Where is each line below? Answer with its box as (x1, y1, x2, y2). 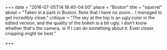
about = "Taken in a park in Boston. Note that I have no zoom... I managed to (5, 9, 162, 15)
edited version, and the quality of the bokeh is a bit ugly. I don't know (5, 20, 147, 26)
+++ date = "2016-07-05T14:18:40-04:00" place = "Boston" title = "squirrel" (5, 4, 163, 10)
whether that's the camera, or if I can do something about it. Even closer (5, 25, 154, 31)
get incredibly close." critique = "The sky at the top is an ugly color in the (5, 15, 155, 20)
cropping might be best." (5, 31, 56, 36)
